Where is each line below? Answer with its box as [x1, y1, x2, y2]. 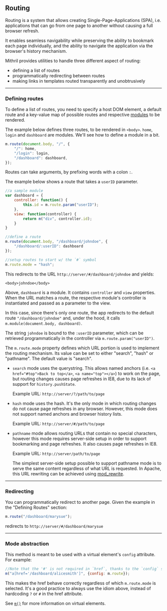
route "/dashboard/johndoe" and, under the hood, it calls [5, 315, 120, 321]
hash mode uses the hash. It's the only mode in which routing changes [12, 400, 157, 406]
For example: [5, 557, 32, 563]
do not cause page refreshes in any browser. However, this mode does [12, 406, 158, 412]
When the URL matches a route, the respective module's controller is [5, 295, 147, 301]
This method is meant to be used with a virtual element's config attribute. [5, 552, 156, 558]
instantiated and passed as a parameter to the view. [5, 300, 111, 306]
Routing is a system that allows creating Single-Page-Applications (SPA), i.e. [5, 17, 162, 23]
